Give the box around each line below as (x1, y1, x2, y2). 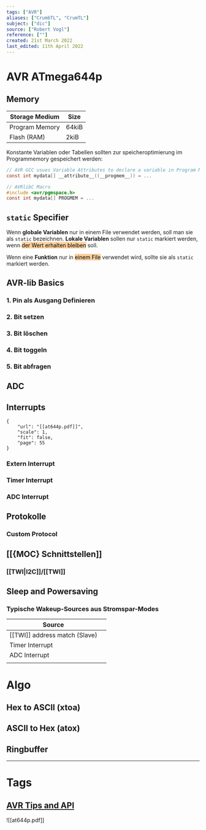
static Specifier (6, 212, 69, 223)
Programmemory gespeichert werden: (6, 155, 103, 162)
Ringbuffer (6, 744, 48, 754)
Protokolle (6, 512, 47, 522)
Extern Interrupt (6, 459, 55, 468)
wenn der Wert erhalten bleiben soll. (6, 242, 98, 249)
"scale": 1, (17, 429, 48, 435)
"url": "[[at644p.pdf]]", (17, 424, 84, 430)
